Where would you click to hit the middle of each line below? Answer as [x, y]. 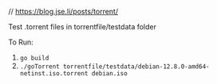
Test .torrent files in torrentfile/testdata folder [83, 27]
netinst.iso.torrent [54, 74]
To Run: [21, 42]
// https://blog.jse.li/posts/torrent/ [63, 11]
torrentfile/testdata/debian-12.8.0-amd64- [136, 67]
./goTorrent [39, 67]
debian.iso [109, 74]
